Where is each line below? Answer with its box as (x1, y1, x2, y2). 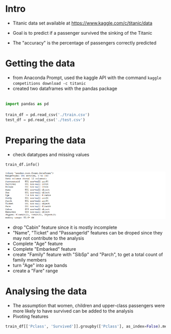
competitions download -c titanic (12, 81, 86, 86)
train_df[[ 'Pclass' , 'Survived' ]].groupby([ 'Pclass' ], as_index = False (5, 324, 158, 329)
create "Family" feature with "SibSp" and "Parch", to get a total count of (12, 251, 163, 257)
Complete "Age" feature (12, 241, 63, 247)
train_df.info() (5, 162, 40, 168)
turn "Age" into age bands (12, 262, 68, 268)
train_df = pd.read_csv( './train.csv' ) (5, 112, 90, 117)
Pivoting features (12, 313, 49, 319)
